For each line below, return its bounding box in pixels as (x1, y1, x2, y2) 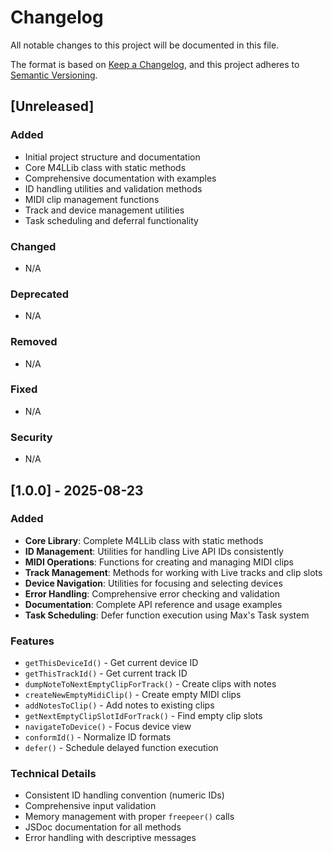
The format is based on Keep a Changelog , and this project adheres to (10, 58, 300, 70)
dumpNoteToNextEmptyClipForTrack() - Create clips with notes (24, 678, 277, 690)
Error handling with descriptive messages (24, 832, 197, 844)
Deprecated (10, 287, 70, 301)
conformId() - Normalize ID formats (24, 731, 172, 743)
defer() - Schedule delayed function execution (24, 742, 219, 754)
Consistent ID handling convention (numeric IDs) (24, 789, 225, 801)
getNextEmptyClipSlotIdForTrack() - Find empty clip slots (24, 710, 263, 722)
